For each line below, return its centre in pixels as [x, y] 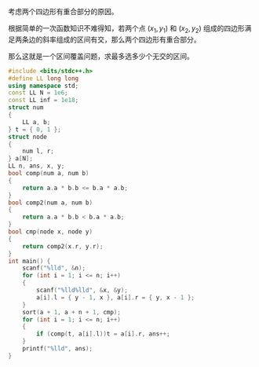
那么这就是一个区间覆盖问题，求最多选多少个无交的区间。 [101, 56]
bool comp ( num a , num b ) [49, 174]
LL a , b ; [36, 122]
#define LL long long [44, 78]
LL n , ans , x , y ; [36, 166]
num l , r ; [38, 152]
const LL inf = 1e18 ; [44, 101]
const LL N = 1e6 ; [38, 93]
